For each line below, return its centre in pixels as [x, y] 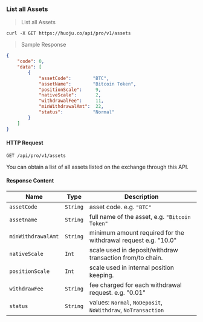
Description [141, 196]
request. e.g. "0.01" [118, 292]
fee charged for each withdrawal [136, 285]
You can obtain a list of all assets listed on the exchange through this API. [97, 167]
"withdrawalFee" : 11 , [71, 101]
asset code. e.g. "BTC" [121, 207]
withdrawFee [27, 289]
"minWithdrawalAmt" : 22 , [71, 107]
